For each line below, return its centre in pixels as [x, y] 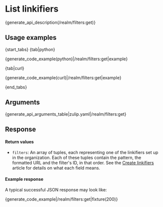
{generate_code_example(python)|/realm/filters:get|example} [66, 59]
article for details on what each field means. [56, 168]
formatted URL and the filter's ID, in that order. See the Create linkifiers [83, 163]
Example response [24, 179]
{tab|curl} [15, 68]
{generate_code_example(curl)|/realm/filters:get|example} [63, 78]
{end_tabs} [16, 87]
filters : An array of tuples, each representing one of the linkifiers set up [85, 153]
